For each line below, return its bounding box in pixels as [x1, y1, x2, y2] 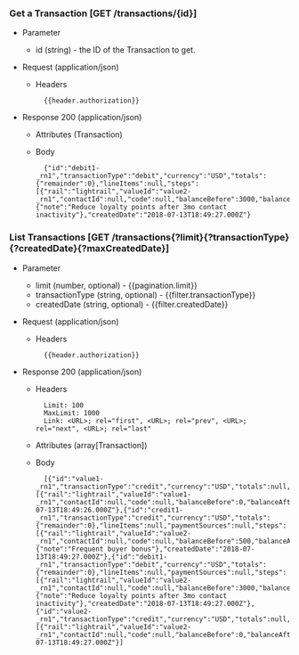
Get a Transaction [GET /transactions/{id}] [9, 7, 198, 20]
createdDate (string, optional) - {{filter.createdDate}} [35, 299, 229, 309]
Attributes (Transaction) [35, 129, 123, 140]
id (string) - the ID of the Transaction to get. [35, 45, 196, 55]
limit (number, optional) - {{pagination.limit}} [35, 280, 198, 291]
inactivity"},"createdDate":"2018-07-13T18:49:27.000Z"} [35, 210, 252, 220]
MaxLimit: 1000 [43, 408, 101, 417]
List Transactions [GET [9, 231, 110, 243]
